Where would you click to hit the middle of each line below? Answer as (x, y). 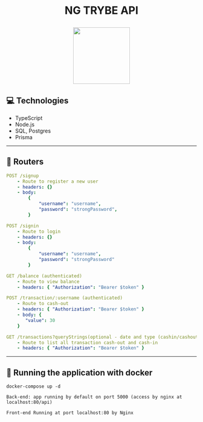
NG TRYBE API (101, 11)
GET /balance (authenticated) (44, 276)
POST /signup (23, 175)
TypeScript (29, 118)
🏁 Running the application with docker (79, 372)
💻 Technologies (37, 100)
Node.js (25, 124)
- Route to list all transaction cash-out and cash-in (88, 342)
